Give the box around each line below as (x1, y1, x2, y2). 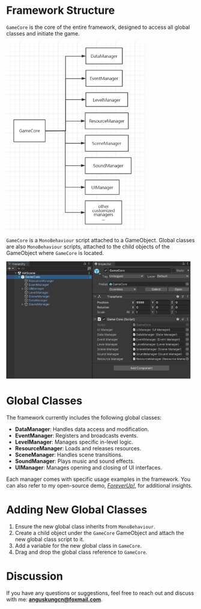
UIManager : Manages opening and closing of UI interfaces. (14, 464, 162, 471)
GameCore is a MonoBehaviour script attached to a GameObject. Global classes (6, 236, 195, 243)
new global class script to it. (14, 536, 85, 543)
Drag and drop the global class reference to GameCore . (14, 548, 148, 555)
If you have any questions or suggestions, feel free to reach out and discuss (6, 589, 194, 596)
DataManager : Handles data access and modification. (14, 425, 149, 433)
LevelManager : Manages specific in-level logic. (14, 438, 133, 445)
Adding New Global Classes (6, 503, 148, 517)
